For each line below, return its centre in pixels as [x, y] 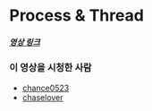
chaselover [43, 97]
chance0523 [46, 88]
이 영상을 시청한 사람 [51, 68]
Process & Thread [77, 16]
